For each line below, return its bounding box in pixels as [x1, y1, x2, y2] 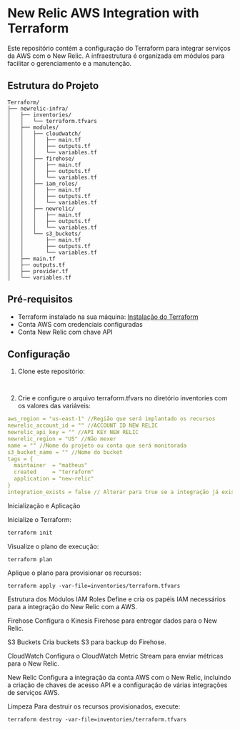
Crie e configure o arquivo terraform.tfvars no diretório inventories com [17, 394, 228, 403]
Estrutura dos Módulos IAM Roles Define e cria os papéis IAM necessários [7, 595, 226, 603]
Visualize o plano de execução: [7, 542, 99, 551]
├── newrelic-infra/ [7, 105, 69, 112]
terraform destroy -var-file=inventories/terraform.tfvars [7, 716, 187, 723]
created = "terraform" [14, 468, 94, 476]
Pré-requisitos [7, 293, 74, 305]
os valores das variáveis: [17, 402, 91, 410]
